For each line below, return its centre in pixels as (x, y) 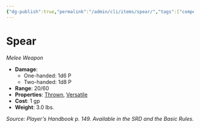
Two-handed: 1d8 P (48, 82)
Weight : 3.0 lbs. (35, 107)
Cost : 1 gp (27, 101)
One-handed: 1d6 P (47, 76)
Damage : (26, 69)
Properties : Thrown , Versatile (51, 94)
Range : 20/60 (32, 88)
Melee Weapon (25, 58)
